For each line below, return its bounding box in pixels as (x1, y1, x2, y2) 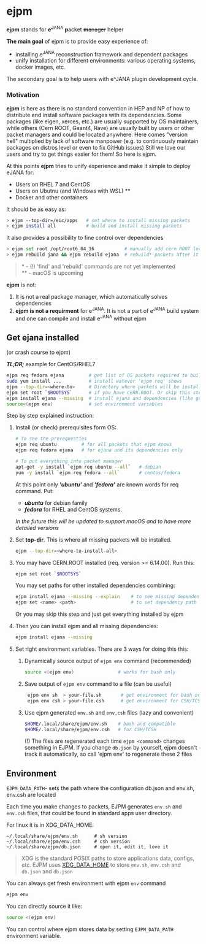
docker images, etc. (15, 63, 66, 71)
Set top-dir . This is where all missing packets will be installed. (15, 535, 172, 543)
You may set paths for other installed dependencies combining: (15, 581, 176, 589)
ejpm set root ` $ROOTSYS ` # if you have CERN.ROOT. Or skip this (6, 389, 191, 396)
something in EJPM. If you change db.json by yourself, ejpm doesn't (24, 744, 197, 751)
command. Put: (15, 487, 54, 494)
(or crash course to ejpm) (6, 348, 71, 356)
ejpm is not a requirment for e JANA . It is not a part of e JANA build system (15, 306, 199, 314)
